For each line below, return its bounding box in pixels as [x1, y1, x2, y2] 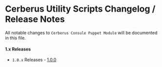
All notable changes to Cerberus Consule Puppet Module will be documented [5, 30, 158, 35]
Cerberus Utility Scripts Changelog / [5, 3, 156, 15]
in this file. [5, 35, 26, 41]
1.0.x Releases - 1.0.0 [12, 57, 57, 63]
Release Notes [5, 14, 65, 25]
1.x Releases [5, 46, 31, 52]
